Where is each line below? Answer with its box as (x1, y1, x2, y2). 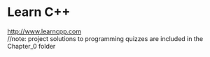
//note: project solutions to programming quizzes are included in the (7, 34, 204, 42)
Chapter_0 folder (7, 42, 56, 50)
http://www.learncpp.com (7, 27, 82, 35)
